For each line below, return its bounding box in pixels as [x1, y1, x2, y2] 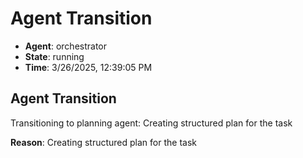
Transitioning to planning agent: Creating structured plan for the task [10, 117, 293, 129]
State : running [24, 50, 85, 62]
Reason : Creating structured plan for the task [10, 136, 197, 148]
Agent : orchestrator [24, 40, 108, 52]
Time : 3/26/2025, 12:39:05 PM [24, 61, 153, 73]
